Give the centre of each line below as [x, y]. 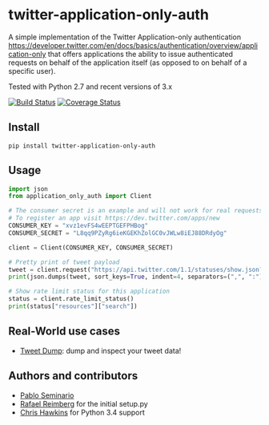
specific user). [32, 71]
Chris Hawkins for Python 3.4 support [82, 412]
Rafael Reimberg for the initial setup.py [84, 403]
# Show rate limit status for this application [89, 291]
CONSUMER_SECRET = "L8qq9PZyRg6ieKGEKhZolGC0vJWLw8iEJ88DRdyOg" [118, 233]
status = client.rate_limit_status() [71, 299]
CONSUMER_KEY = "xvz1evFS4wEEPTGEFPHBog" [78, 226]
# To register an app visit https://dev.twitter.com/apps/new [114, 218]
